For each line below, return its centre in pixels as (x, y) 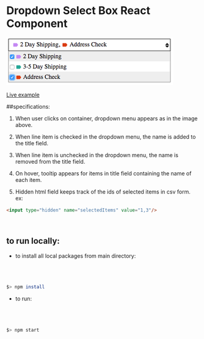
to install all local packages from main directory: (75, 256)
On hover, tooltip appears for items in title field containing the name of (103, 173)
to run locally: (33, 241)
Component (37, 24)
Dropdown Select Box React (78, 11)
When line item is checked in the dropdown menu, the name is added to (105, 137)
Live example (23, 95)
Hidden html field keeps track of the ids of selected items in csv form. (103, 191)
